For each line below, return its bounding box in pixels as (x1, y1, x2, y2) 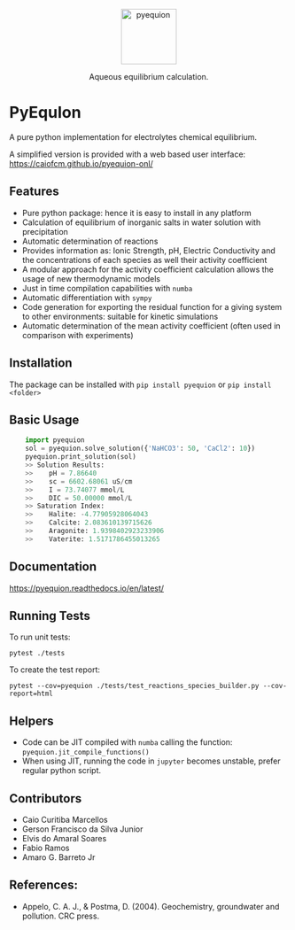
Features (9, 184, 59, 199)
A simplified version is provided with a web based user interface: (9, 149, 246, 159)
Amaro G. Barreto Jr (21, 852, 96, 863)
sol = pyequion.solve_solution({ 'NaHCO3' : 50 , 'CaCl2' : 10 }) (25, 444, 255, 453)
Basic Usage (9, 412, 80, 427)
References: (9, 878, 78, 893)
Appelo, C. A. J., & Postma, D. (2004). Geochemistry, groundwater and (21, 901, 280, 911)
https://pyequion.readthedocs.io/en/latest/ (9, 583, 165, 593)
